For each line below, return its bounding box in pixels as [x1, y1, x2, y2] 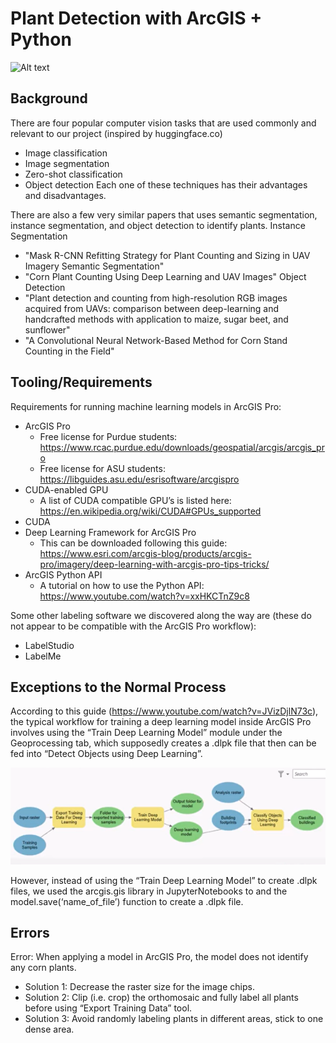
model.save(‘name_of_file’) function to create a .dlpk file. [10, 895, 244, 907]
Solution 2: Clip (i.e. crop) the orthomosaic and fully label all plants [24, 992, 299, 1004]
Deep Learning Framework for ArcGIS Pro [24, 526, 197, 538]
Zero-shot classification [24, 168, 123, 180]
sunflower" [24, 323, 71, 336]
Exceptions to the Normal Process [10, 678, 227, 696]
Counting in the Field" [24, 345, 115, 357]
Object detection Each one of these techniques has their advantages [24, 178, 308, 191]
